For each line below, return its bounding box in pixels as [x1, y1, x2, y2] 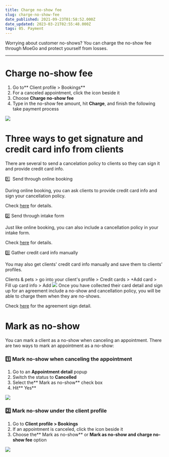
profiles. [5, 267, 23, 272]
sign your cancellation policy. [5, 193, 66, 199]
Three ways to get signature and [5, 133, 143, 144]
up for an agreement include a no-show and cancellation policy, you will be [5, 288, 161, 294]
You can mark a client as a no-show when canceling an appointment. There [5, 337, 162, 343]
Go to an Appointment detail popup [12, 369, 88, 375]
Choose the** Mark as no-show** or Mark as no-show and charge [12, 431, 152, 437]
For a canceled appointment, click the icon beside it [12, 90, 120, 96]
